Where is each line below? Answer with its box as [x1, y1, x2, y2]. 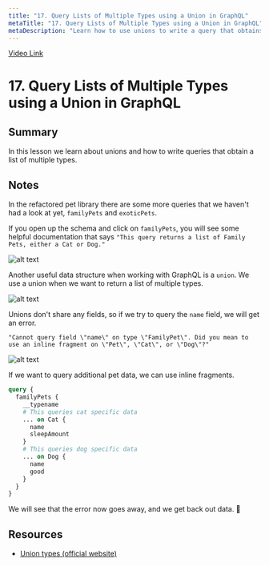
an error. [8, 318, 37, 328]
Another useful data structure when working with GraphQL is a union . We [8, 270, 250, 280]
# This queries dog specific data [22, 445, 138, 453]
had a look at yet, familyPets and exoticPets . [8, 208, 158, 218]
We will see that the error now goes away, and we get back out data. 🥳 [8, 504, 242, 514]
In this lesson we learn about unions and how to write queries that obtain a [8, 147, 255, 156]
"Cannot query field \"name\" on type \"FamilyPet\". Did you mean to [8, 334, 249, 342]
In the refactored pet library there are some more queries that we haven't [8, 199, 250, 209]
